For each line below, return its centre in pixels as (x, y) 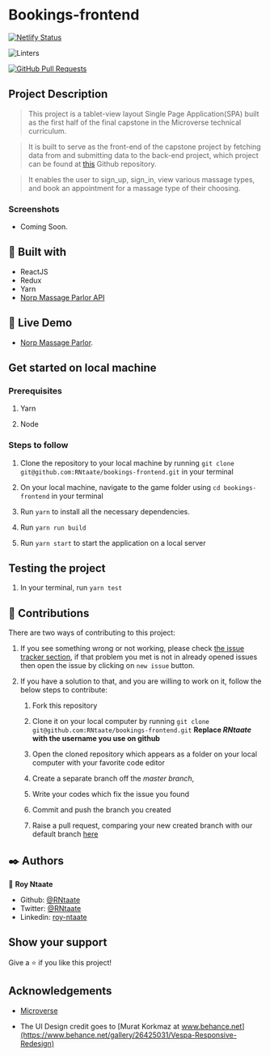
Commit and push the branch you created (101, 810)
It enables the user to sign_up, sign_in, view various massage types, (141, 179)
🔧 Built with (38, 252)
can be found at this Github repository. (92, 164)
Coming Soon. (44, 227)
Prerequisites (35, 390)
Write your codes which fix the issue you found (111, 794)
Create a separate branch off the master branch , (113, 778)
